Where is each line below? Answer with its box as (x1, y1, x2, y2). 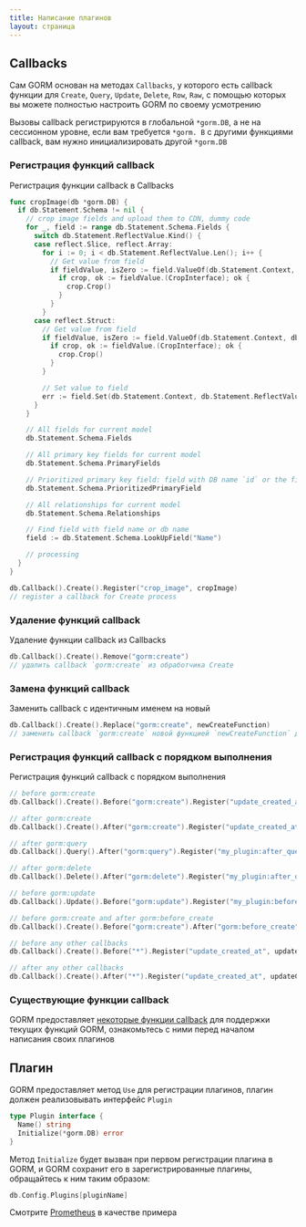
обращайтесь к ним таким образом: (9, 1173, 150, 1184)
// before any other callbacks (9, 939, 128, 948)
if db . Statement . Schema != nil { (17, 206, 145, 215)
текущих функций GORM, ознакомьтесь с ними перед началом (9, 1024, 255, 1035)
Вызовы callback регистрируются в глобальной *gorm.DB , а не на (9, 117, 261, 128)
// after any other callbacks (9, 963, 125, 972)
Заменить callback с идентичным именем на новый (9, 702, 211, 713)
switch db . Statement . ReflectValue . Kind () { (33, 232, 202, 241)
